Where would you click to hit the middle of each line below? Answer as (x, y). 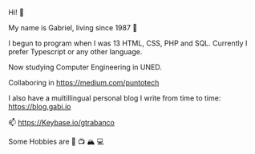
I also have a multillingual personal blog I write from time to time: (115, 98)
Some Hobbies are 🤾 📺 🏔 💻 (56, 141)
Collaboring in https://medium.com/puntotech (84, 83)
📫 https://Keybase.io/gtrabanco (61, 122)
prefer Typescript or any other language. (75, 51)
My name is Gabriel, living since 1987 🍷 (73, 28)
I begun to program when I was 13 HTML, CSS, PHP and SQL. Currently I (128, 43)
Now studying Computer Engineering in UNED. (85, 67)
